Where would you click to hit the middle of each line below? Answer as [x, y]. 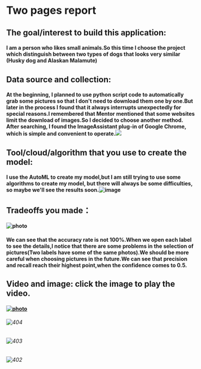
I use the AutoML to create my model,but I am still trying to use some [94, 177]
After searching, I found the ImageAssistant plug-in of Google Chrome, [96, 127]
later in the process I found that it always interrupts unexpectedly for [94, 107]
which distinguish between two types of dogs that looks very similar [93, 54]
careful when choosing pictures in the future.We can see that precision [97, 259]
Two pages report [51, 10]
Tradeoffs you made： [49, 210]
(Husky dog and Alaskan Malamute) [52, 61]
